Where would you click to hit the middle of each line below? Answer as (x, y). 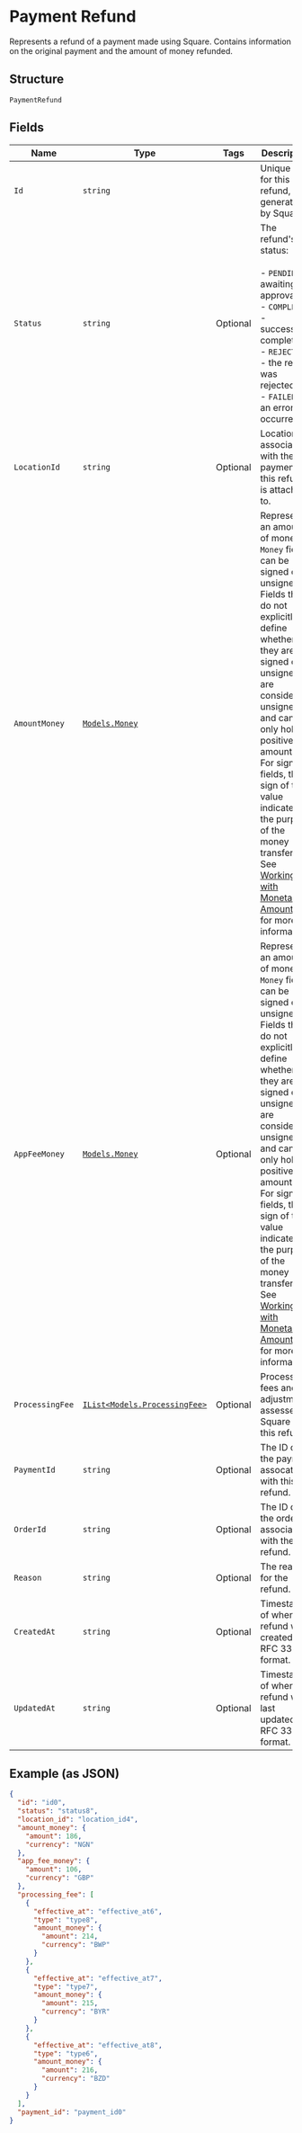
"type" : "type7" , (66, 1986)
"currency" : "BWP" (76, 1945)
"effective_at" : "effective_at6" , (98, 1911)
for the (274, 1577)
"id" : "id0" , (42, 1803)
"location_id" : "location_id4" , (78, 1819)
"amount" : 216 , (70, 2070)
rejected (278, 385)
